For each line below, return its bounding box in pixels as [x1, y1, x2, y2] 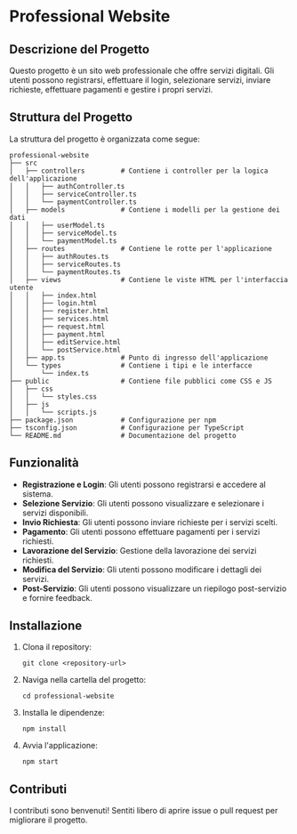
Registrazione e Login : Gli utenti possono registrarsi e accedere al [21, 479, 267, 490]
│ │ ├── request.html [9, 322, 105, 331]
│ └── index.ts [9, 368, 90, 377]
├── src [9, 158, 38, 167]
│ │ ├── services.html [9, 314, 109, 323]
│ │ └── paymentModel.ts [9, 236, 117, 246]
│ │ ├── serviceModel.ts [9, 229, 117, 238]
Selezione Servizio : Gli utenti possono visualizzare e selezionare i [21, 498, 265, 508]
